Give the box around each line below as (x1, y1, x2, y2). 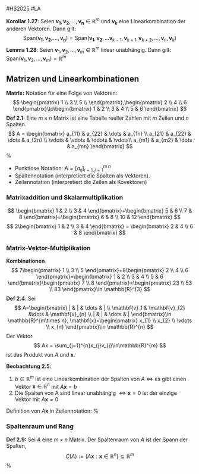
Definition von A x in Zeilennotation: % (6, 407, 99, 414)
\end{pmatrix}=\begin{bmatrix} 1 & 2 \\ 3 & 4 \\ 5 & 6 (36, 273, 163, 280)
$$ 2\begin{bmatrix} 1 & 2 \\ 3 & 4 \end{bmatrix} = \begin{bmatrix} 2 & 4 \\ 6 (7, 223, 193, 230)
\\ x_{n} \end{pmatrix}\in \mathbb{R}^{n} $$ (46, 323, 154, 330)
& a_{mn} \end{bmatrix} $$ (67, 142, 133, 149)
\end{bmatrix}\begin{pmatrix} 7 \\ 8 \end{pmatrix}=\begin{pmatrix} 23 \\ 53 (7, 279, 192, 286)
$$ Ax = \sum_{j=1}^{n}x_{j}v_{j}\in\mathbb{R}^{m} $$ (33, 342, 166, 349)
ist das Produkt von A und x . (6, 351, 75, 358)
